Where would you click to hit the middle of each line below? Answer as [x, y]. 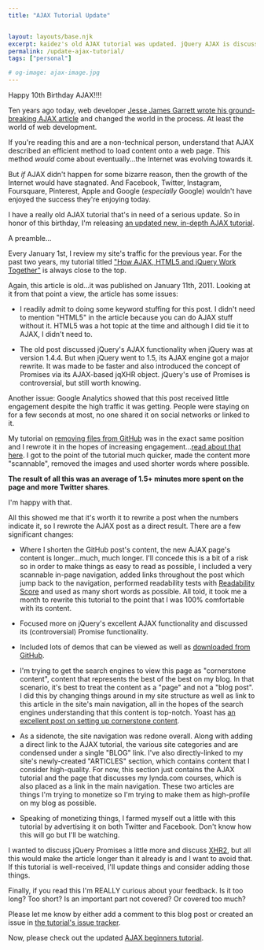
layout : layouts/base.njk [50, 36]
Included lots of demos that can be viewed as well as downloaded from [135, 647]
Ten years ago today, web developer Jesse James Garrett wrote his [117, 110]
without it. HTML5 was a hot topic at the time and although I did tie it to [134, 326]
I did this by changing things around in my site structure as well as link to [137, 696]
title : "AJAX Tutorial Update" [59, 15]
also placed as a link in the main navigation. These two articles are [126, 786]
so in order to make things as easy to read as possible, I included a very [136, 566]
